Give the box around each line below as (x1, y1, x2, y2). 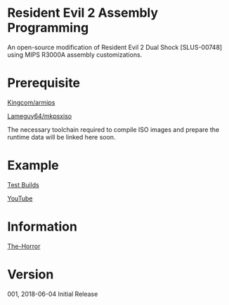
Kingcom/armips (7, 98, 55, 107)
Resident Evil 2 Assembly (7, 5, 159, 21)
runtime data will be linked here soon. (7, 133, 116, 141)
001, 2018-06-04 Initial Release (7, 290, 98, 298)
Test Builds (7, 180, 40, 189)
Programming (7, 20, 89, 36)
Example (7, 158, 59, 173)
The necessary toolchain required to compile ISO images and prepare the (7, 125, 220, 134)
